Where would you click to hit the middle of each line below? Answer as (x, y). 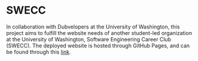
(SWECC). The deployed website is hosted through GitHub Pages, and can (98, 46)
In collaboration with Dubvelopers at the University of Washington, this (93, 27)
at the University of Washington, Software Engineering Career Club (89, 39)
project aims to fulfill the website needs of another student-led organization (99, 33)
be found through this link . (39, 52)
